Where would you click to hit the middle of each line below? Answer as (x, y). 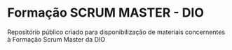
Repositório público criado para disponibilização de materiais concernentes (116, 32)
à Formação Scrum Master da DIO (56, 39)
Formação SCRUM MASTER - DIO (106, 13)
